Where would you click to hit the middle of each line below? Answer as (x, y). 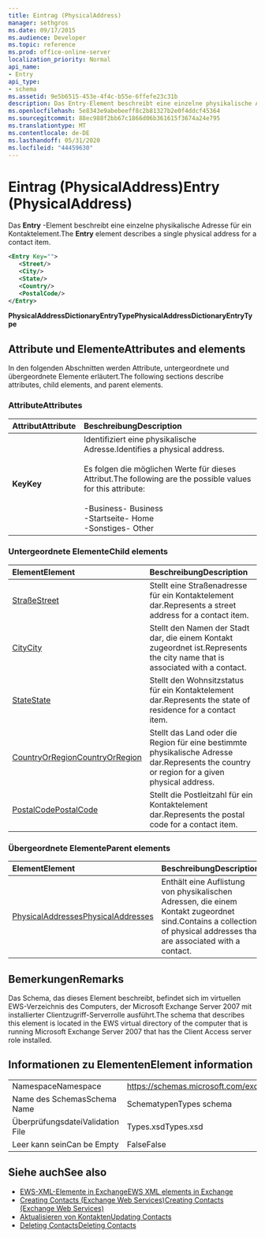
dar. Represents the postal (197, 815)
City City (27, 647)
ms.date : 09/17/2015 (42, 30)
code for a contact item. (194, 824)
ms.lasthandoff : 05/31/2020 (54, 140)
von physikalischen (197, 892)
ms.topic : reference (42, 45)
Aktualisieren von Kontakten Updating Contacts (95, 1217)
